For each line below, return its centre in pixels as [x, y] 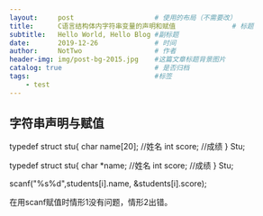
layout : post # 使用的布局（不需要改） [123, 18]
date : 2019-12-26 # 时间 [93, 43]
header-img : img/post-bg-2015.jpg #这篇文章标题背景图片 [118, 59]
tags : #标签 [91, 76]
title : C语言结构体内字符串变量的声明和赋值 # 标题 [131, 26]
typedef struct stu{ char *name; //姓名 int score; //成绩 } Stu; [122, 166]
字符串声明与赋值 [57, 124]
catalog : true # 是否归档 [100, 68]
